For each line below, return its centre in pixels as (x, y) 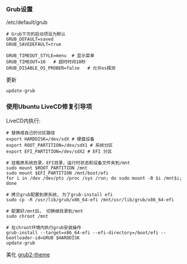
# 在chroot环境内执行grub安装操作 (44, 227)
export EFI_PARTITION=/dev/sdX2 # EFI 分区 (59, 151)
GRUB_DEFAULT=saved (30, 39)
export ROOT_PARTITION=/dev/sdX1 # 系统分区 (59, 145)
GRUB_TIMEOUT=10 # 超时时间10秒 (46, 62)
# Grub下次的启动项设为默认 (36, 34)
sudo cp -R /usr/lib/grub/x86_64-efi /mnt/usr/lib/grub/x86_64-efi (90, 200)
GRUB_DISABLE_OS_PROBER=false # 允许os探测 (61, 68)
